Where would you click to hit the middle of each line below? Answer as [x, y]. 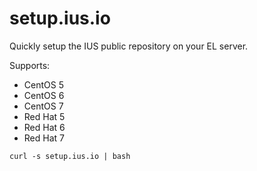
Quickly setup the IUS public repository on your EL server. [129, 46]
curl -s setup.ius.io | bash [70, 156]
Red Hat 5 [44, 116]
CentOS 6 [44, 95]
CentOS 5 [43, 84]
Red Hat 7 [44, 138]
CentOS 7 [43, 106]
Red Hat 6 [44, 127]
